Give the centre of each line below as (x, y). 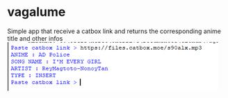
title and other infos (35, 38)
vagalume (36, 12)
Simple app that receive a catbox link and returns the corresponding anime (114, 31)
